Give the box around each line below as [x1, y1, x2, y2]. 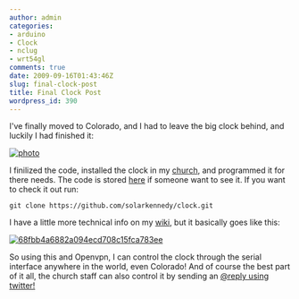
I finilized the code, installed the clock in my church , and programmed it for [9, 165, 286, 175]
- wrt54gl [9, 55, 46, 64]
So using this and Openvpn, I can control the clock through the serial [9, 252, 262, 262]
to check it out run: [9, 184, 79, 195]
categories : [9, 21, 54, 30]
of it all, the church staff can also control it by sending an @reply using [9, 270, 270, 282]
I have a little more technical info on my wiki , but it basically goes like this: [9, 217, 281, 228]
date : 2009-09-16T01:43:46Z [9, 72, 114, 81]
